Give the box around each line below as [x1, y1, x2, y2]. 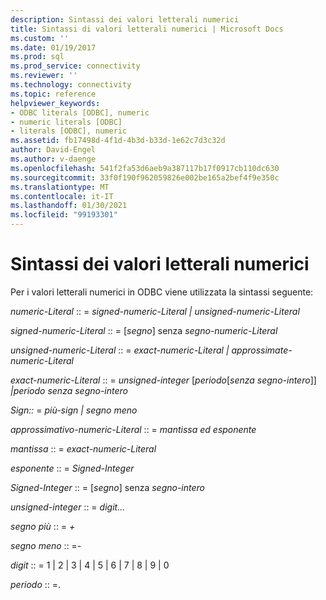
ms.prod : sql [10, 52, 65, 62]
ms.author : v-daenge [10, 154, 97, 164]
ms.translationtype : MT [10, 182, 110, 192]
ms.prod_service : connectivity [10, 61, 141, 71]
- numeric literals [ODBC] [10, 117, 123, 127]
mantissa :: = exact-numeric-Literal [10, 442, 157, 455]
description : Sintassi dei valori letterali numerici [10, 14, 240, 25]
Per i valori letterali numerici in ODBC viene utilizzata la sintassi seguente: [10, 286, 314, 298]
